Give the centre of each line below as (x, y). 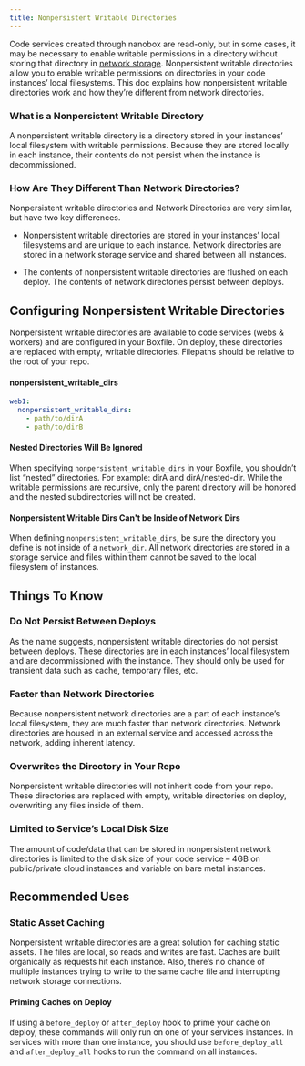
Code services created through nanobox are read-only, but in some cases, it (152, 44)
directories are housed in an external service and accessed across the (141, 733)
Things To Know (56, 596)
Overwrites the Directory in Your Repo (95, 767)
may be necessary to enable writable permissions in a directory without (143, 53)
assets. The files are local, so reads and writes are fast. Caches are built (145, 952)
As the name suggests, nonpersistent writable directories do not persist (144, 641)
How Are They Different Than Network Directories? (125, 188)
